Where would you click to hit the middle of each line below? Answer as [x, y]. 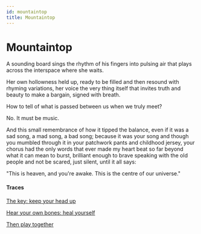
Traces [15, 188]
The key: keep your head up [41, 201]
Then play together [30, 224]
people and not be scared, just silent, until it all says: [72, 162]
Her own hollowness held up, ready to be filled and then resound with [93, 82]
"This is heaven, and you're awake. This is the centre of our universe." [94, 174]
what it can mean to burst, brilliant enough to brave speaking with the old [97, 156]
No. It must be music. [33, 118]
